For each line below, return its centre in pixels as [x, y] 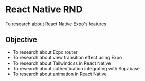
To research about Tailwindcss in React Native [62, 63]
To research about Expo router [45, 52]
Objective [21, 40]
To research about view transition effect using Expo [67, 57]
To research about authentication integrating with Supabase [76, 68]
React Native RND [44, 9]
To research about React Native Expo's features [56, 24]
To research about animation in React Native [60, 74]
